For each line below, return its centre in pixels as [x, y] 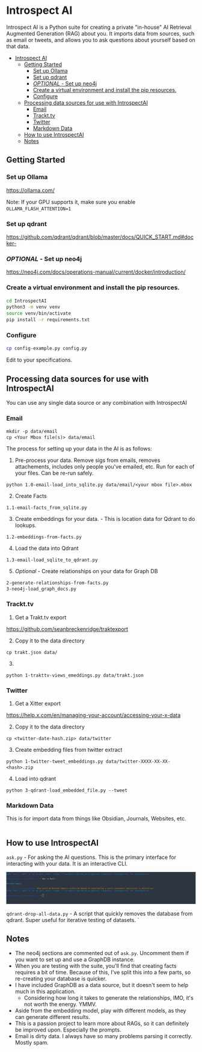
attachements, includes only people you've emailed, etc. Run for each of [105, 467]
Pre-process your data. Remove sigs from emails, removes [87, 460]
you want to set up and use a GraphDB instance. [75, 959]
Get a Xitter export [38, 703]
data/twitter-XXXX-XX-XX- [138, 761]
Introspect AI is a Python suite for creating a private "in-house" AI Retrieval [99, 27]
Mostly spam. [32, 1043]
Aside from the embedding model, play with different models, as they [100, 1010]
